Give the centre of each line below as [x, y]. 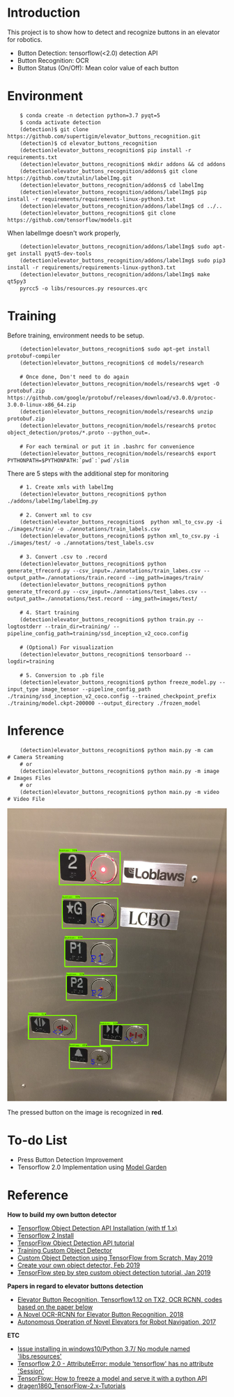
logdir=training [31, 661]
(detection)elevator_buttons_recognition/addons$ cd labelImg [112, 185]
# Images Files [29, 778]
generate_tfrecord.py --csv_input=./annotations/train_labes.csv [104, 571]
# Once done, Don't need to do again [75, 377]
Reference [38, 1195]
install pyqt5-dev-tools [56, 253]
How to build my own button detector [62, 1214]
